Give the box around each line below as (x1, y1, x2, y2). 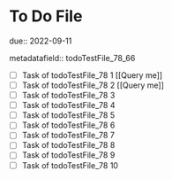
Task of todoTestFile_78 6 (21, 120, 116, 130)
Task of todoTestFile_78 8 (21, 140, 116, 151)
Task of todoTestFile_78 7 (21, 130, 115, 141)
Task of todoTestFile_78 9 (21, 150, 116, 160)
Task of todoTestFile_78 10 (21, 160, 119, 170)
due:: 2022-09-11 (9, 35, 72, 46)
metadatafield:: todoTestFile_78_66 (9, 52, 136, 63)
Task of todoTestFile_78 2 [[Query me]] (21, 80, 165, 90)
